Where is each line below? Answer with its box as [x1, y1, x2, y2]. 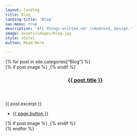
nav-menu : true [5, 21, 38, 27]
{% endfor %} [5, 125, 35, 131]
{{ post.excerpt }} [5, 101, 42, 107]
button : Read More [5, 40, 44, 46]
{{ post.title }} [67, 76, 103, 83]
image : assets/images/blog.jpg [5, 31, 72, 36]
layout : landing [5, 7, 40, 13]
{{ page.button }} [12, 110, 49, 116]
